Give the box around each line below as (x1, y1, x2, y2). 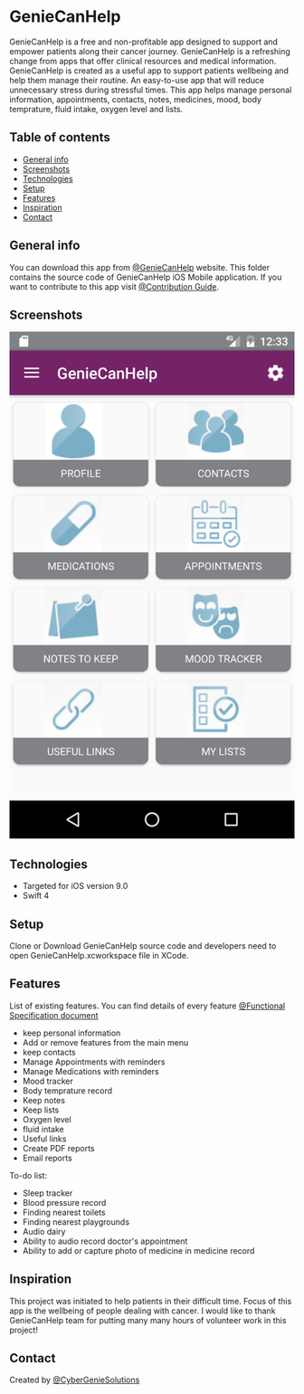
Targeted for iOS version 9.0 (22, 881, 128, 892)
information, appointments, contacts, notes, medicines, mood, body (9, 93, 262, 105)
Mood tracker (22, 1075, 74, 1086)
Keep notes (22, 1094, 66, 1105)
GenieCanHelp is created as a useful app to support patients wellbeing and (9, 65, 290, 76)
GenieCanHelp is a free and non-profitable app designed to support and (9, 36, 279, 47)
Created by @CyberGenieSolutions (9, 1374, 140, 1386)
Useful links (22, 1133, 67, 1144)
